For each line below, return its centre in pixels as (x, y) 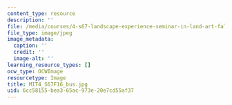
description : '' (30, 20)
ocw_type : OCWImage (35, 71)
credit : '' (29, 52)
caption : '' (31, 46)
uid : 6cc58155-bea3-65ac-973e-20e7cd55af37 (71, 90)
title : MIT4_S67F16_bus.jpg (48, 84)
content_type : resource (41, 13)
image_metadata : (30, 39)
